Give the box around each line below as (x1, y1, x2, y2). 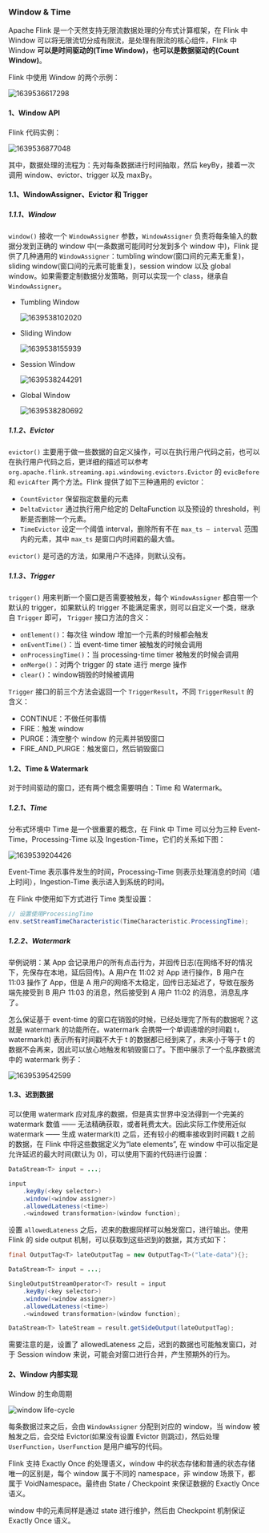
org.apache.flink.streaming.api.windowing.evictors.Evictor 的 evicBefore (8, 467, 260, 477)
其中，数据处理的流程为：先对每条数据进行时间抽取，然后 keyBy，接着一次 (8, 159, 255, 170)
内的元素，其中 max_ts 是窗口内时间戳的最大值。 (19, 534, 179, 544)
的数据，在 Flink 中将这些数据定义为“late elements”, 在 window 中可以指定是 (8, 1140, 259, 1149)
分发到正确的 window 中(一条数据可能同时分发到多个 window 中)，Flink (14, 241, 250, 251)
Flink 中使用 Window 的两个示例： (8, 73, 120, 82)
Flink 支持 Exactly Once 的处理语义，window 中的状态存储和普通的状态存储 (8, 1459, 255, 1468)
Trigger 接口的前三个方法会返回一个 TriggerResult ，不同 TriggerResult (8, 687, 246, 696)
